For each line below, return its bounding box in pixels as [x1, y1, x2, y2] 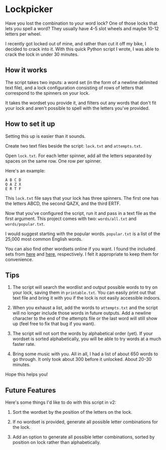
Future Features [5, 386, 56, 395]
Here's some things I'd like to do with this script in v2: [5, 399, 117, 406]
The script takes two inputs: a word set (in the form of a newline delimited [5, 79, 158, 85]
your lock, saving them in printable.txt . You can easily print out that [12, 289, 156, 295]
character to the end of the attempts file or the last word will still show [12, 316, 157, 322]
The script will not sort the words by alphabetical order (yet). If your [12, 331, 153, 337]
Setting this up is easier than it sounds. [5, 133, 86, 139]
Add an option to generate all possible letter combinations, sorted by [12, 434, 155, 440]
